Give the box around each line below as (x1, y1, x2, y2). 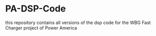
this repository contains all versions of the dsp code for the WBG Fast (5, 19, 151, 25)
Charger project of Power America (5, 24, 77, 30)
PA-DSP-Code (5, 3, 66, 14)
